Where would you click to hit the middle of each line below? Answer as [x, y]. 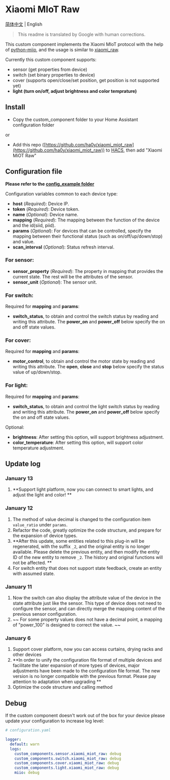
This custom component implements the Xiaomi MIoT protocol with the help [84, 44]
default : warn [25, 744]
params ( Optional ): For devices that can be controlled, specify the [82, 231]
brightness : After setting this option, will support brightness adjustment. [88, 437]
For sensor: [20, 260]
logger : [13, 740]
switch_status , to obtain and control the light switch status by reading [86, 406]
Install [15, 107]
